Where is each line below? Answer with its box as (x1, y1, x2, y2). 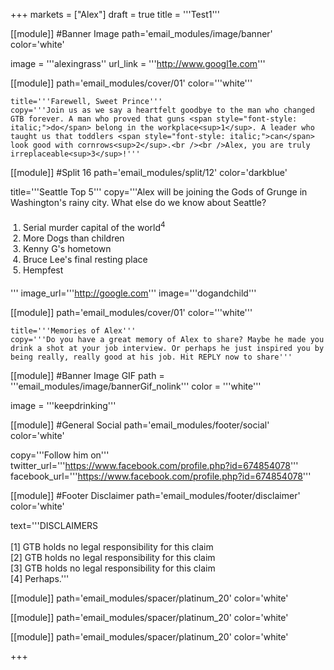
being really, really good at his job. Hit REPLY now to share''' (10, 352, 293, 362)
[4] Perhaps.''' (10, 572, 70, 584)
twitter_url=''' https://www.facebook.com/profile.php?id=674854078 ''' (10, 459, 299, 471)
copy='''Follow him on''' (10, 449, 110, 461)
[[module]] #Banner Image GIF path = (10, 369, 165, 381)
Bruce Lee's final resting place (23, 253, 148, 265)
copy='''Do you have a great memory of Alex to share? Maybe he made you (10, 334, 325, 344)
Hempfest (23, 264, 64, 276)
